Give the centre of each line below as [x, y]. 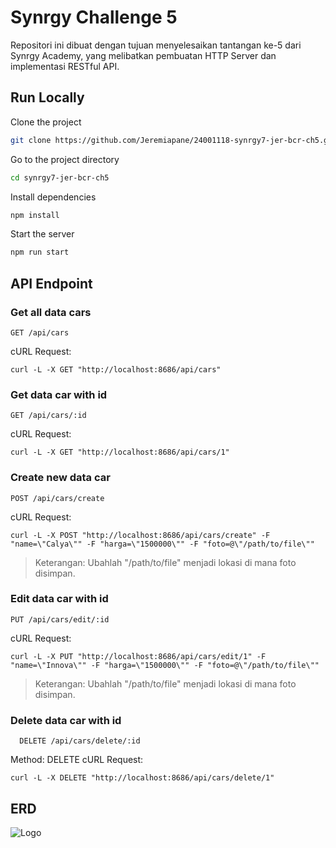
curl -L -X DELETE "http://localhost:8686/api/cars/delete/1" [142, 778]
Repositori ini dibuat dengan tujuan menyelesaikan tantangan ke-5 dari [156, 45]
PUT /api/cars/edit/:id [60, 619]
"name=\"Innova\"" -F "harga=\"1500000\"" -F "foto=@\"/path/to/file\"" [165, 665]
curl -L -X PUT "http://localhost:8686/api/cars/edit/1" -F [138, 656]
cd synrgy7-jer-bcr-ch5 [60, 177]
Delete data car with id [66, 720]
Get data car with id [59, 394]
